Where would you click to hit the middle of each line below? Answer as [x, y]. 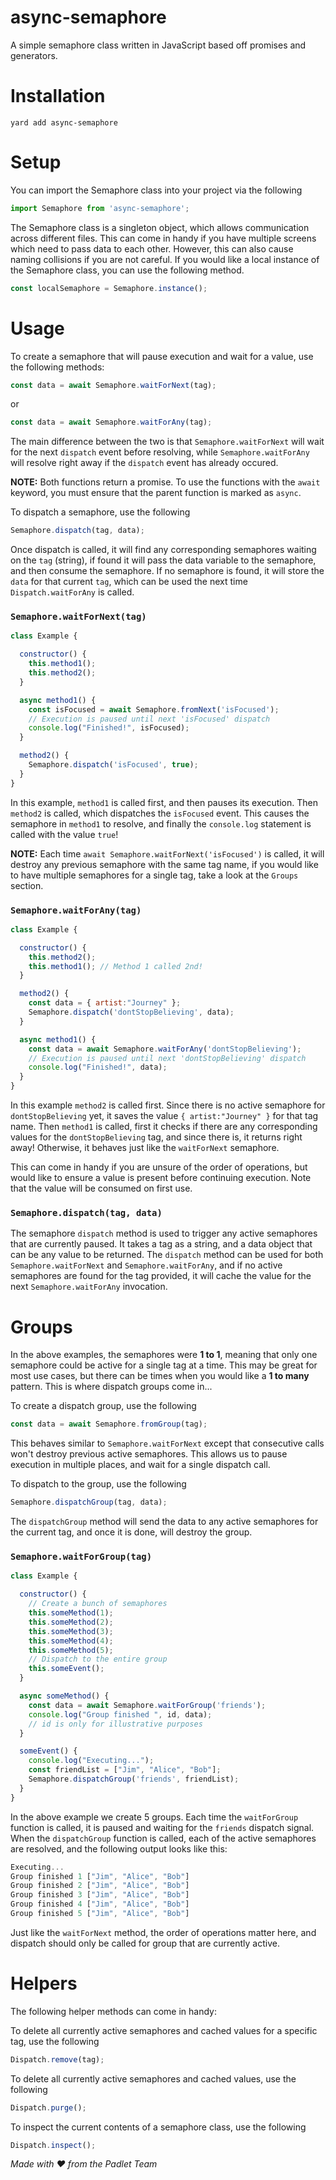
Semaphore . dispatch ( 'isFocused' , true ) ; [113, 765]
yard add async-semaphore [64, 122]
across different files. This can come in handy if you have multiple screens [163, 238]
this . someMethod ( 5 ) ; [71, 1650]
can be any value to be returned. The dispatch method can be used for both [167, 1255]
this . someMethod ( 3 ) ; [71, 1631]
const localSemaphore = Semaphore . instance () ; [109, 288]
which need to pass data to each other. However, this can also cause [152, 248]
